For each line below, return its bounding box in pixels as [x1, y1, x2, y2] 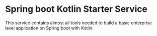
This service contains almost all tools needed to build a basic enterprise [5, 20, 153, 26]
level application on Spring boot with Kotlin [5, 25, 93, 31]
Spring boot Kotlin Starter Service [5, 3, 148, 15]
